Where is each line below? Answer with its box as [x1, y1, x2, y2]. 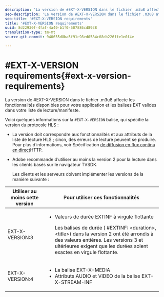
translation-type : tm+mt [5, 30, 56, 35]
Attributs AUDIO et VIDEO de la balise [54, 273, 141, 279]
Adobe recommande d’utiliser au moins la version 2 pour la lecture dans [12, 156, 157, 162]
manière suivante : [12, 176, 50, 182]
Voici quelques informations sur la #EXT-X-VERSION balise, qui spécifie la [5, 116, 149, 122]
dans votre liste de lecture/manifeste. [5, 107, 80, 113]
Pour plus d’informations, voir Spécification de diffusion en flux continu [12, 141, 155, 147]
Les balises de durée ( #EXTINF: [54, 224, 128, 231]
